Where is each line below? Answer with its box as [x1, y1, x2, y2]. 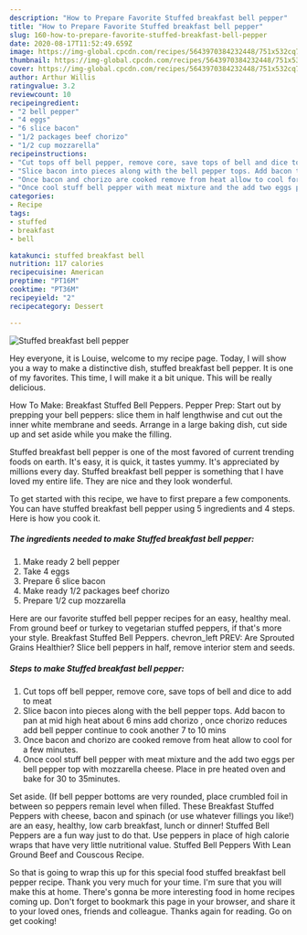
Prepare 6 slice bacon [22, 576, 106, 587]
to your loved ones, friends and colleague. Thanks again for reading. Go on [9, 906, 292, 917]
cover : [9, 65, 35, 74]
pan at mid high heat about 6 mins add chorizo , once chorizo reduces [22, 715, 288, 727]
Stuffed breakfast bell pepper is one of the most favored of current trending [9, 446, 294, 457]
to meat [22, 696, 52, 707]
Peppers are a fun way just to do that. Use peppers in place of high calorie [9, 830, 290, 841]
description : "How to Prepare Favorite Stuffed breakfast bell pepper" [9, 13, 288, 23]
